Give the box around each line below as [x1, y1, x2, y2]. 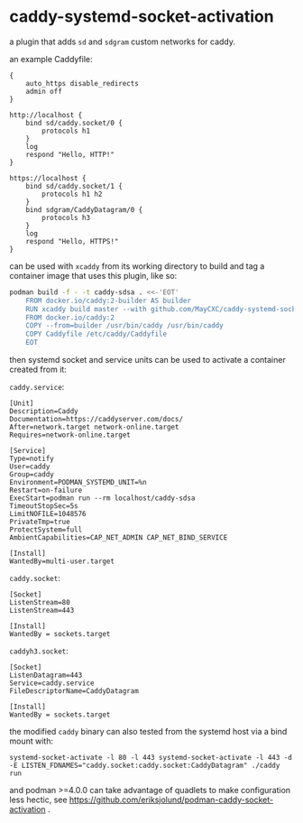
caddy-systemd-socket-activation [9, 6, 274, 27]
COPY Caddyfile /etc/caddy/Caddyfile [25, 329, 168, 339]
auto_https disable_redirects [25, 79, 140, 88]
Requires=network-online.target [9, 430, 131, 439]
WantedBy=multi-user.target [9, 557, 115, 566]
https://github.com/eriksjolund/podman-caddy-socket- [69, 794, 274, 805]
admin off [25, 87, 63, 96]
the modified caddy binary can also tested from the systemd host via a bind [9, 726, 288, 737]
